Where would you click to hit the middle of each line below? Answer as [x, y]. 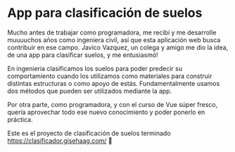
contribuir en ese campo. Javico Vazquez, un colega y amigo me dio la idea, [118, 47]
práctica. [20, 119]
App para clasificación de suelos [105, 13]
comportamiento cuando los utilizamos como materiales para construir [110, 76]
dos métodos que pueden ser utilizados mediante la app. [90, 91]
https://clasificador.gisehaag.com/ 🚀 [60, 140]
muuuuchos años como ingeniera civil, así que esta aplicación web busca [114, 39]
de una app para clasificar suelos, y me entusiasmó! [83, 55]
